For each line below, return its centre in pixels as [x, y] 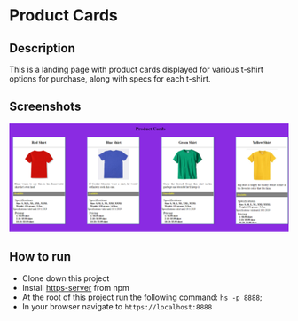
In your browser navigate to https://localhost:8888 [117, 306]
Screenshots [45, 107]
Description [42, 48]
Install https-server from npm [76, 287]
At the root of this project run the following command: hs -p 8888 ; [142, 297]
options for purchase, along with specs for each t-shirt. [110, 79]
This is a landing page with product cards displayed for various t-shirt [136, 69]
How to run [40, 257]
